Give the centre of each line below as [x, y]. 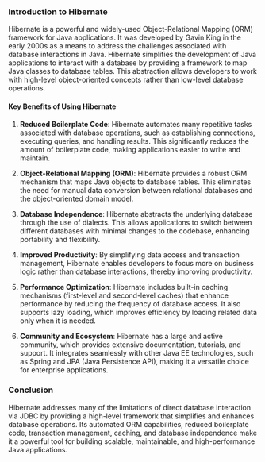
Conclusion [31, 390]
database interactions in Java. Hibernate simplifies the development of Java [132, 55]
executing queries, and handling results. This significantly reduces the [134, 141]
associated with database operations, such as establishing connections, [137, 133]
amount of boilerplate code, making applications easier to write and [130, 149]
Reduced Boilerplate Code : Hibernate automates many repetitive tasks [136, 124]
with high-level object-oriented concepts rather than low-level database [126, 80]
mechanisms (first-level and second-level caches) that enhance [124, 295]
